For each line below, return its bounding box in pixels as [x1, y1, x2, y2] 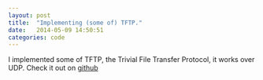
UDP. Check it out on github [8, 64, 98, 73]
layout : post [8, 11, 51, 20]
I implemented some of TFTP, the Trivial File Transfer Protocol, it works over [8, 55, 255, 64]
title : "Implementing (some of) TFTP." [8, 19, 143, 27]
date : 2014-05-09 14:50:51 [8, 26, 104, 34]
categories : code [8, 33, 65, 42]
